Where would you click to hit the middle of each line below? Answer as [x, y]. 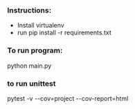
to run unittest [31, 83]
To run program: [35, 50]
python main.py [29, 66]
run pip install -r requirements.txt [64, 32]
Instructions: [29, 10]
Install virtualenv [40, 26]
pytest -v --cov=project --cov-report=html [68, 98]
